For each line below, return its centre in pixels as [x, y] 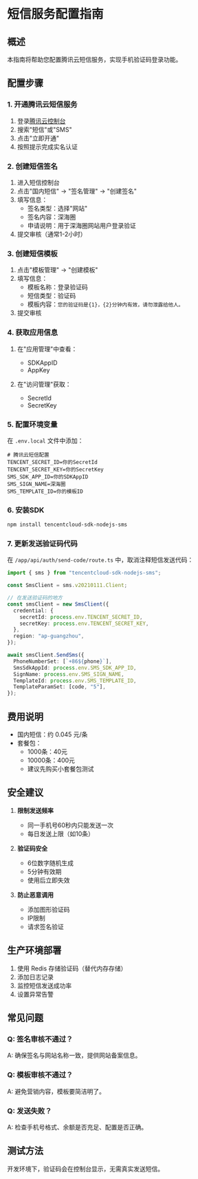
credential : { [33, 610]
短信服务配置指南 [56, 14]
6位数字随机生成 [51, 863]
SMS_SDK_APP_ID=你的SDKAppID [48, 477]
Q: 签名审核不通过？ [40, 1039]
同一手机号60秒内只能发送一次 [70, 825]
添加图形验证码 [48, 909]
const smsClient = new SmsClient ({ [58, 604]
